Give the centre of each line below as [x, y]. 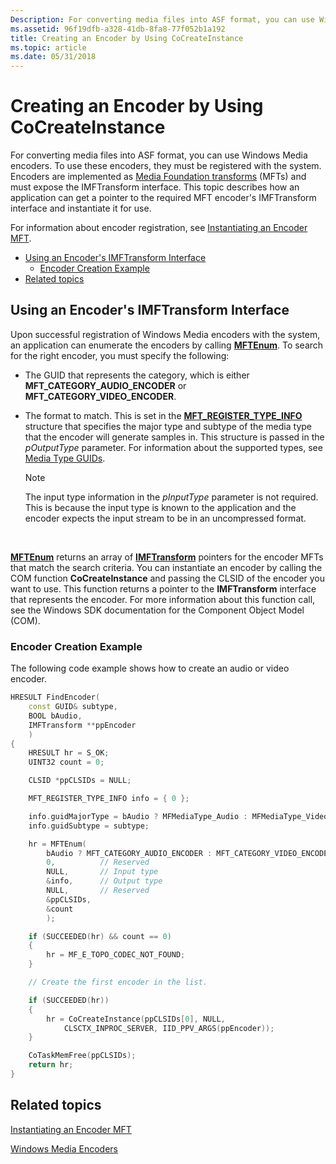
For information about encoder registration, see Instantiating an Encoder [159, 228]
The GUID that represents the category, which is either [137, 375]
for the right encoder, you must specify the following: [120, 355]
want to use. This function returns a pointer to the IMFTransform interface [163, 588]
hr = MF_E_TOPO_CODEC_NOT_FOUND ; [116, 955]
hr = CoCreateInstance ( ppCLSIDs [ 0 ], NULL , [136, 1019]
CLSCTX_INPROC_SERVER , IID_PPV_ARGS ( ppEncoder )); [169, 1028]
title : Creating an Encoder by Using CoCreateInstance [127, 38]
